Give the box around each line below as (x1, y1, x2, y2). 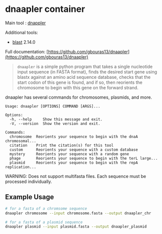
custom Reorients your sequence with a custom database (9, 147, 138, 152)
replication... (5, 165, 37, 170)
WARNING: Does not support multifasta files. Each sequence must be (5, 173, 147, 179)
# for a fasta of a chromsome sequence (5, 206, 87, 211)
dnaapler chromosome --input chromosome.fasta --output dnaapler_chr (5, 211, 152, 216)
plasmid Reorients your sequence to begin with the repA (9, 160, 138, 165)
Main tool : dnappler (5, 20, 46, 26)
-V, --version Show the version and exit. (9, 121, 100, 126)
